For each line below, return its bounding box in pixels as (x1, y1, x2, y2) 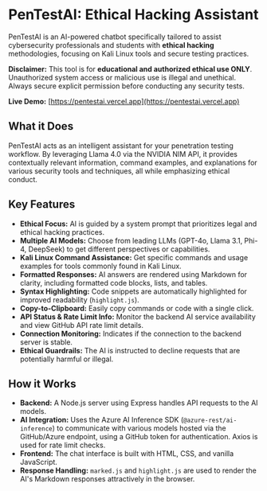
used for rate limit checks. (19, 440, 106, 450)
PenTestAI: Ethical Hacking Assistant (8, 6, 259, 24)
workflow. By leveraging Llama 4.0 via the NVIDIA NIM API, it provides (8, 149, 238, 158)
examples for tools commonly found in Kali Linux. (19, 261, 182, 271)
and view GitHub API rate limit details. (19, 320, 143, 329)
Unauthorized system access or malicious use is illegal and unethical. (8, 72, 237, 82)
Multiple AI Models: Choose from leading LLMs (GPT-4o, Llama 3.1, (19, 236, 243, 245)
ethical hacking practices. (19, 227, 105, 236)
